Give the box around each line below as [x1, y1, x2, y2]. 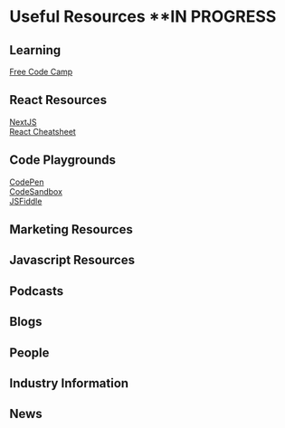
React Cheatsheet [9, 126, 77, 137]
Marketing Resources [9, 222, 133, 237]
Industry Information [9, 376, 129, 391]
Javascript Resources [9, 252, 136, 268]
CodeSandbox [9, 185, 63, 196]
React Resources [9, 92, 107, 108]
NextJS [9, 116, 37, 128]
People [9, 345, 50, 360]
